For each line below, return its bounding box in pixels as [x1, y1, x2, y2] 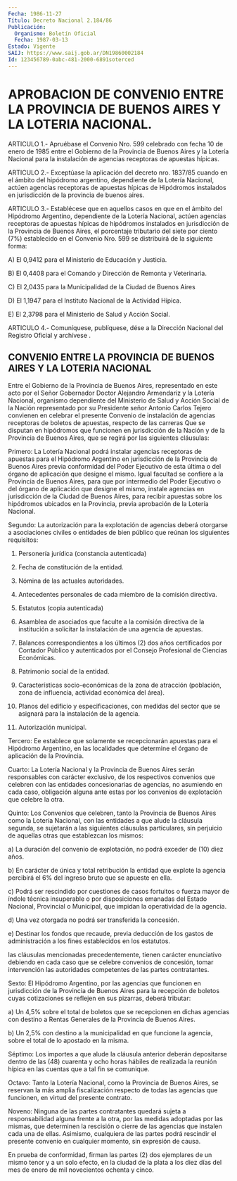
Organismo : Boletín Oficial [14, 30, 97, 37]
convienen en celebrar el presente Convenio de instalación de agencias [8, 411, 216, 419]
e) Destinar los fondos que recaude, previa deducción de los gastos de [8, 929, 214, 937]
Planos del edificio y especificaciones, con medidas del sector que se [18, 702, 221, 710]
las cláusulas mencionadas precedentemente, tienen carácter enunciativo [8, 950, 222, 959]
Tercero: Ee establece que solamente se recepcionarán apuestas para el [8, 736, 218, 745]
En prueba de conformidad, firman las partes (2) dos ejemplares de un [8, 1150, 212, 1158]
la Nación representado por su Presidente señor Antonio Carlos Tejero [8, 403, 212, 412]
